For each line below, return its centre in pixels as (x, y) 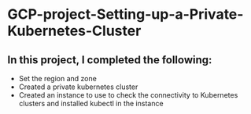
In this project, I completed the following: (110, 60)
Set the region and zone (58, 78)
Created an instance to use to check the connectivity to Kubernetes (128, 95)
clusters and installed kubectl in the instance (91, 103)
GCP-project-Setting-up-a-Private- (125, 14)
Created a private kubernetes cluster (78, 87)
